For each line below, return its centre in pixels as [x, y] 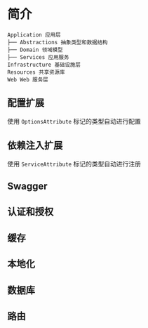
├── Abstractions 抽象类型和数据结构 [58, 42]
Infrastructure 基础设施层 [44, 65]
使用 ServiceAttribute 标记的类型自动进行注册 [74, 164]
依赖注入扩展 [35, 146]
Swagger [27, 186]
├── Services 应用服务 [38, 57]
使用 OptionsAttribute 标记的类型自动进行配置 [74, 121]
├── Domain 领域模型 [35, 50]
